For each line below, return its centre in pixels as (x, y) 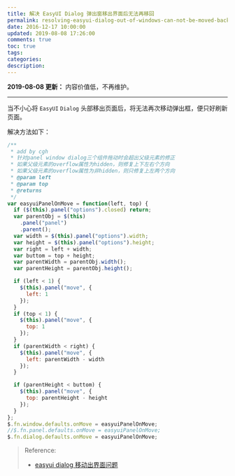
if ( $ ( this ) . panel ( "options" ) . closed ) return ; (83, 210)
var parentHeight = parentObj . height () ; (73, 269)
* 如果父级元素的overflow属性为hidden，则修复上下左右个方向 (90, 164)
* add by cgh (29, 151)
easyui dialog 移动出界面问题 (76, 465)
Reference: (40, 450)
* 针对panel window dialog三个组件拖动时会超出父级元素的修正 (93, 158)
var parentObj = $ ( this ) (50, 217)
